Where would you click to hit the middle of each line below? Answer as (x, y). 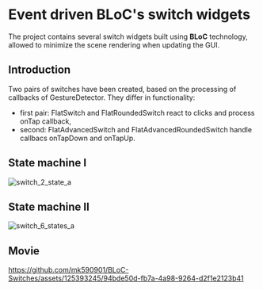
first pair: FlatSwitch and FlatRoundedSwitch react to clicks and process (137, 113)
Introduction (40, 70)
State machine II (49, 206)
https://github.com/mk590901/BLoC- (69, 270)
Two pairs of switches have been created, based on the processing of (122, 89)
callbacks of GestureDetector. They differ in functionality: (102, 97)
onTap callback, (45, 121)
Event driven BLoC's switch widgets (130, 15)
